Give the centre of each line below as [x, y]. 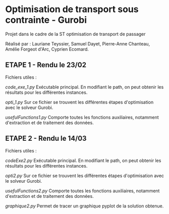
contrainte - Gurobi [46, 20]
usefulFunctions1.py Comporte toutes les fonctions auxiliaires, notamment [82, 117]
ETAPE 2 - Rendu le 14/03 [46, 139]
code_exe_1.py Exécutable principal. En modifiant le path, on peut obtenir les [84, 87]
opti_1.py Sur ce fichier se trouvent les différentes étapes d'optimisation [79, 102]
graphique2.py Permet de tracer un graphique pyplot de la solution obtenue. [84, 206]
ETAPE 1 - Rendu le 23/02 [46, 65]
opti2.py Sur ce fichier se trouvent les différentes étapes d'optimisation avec [85, 176]
